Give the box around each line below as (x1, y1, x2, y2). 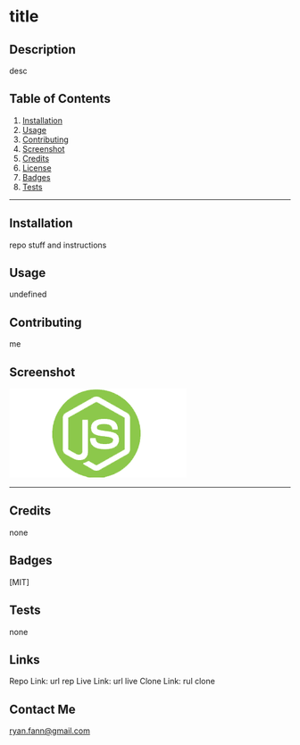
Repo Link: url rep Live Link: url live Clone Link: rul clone (9, 676, 216, 687)
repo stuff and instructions (9, 239, 107, 250)
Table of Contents (9, 91, 112, 106)
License (21, 163, 52, 173)
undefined (9, 289, 47, 300)
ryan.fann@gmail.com (9, 725, 91, 736)
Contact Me (9, 701, 76, 716)
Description (9, 42, 76, 57)
